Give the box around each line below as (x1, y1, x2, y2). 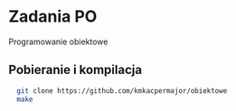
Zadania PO (8, 6, 98, 27)
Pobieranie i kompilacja (8, 62, 142, 78)
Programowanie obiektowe (8, 36, 109, 47)
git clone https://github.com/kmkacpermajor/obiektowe (16, 86, 228, 96)
